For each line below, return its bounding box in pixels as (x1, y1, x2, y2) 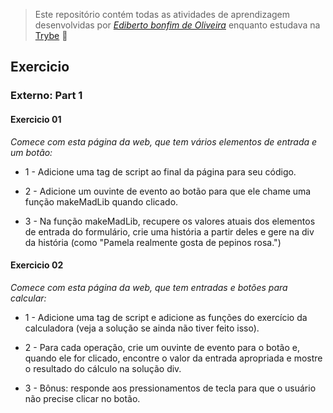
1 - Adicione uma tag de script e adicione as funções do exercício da (24, 311, 308, 323)
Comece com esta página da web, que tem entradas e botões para (10, 281, 288, 293)
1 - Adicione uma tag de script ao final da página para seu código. (24, 165, 297, 178)
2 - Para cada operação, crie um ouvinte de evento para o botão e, (24, 341, 300, 353)
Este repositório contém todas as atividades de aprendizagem (34, 9, 291, 20)
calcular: (10, 292, 47, 304)
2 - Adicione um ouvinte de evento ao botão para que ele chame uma (24, 185, 312, 197)
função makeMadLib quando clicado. (24, 195, 179, 208)
